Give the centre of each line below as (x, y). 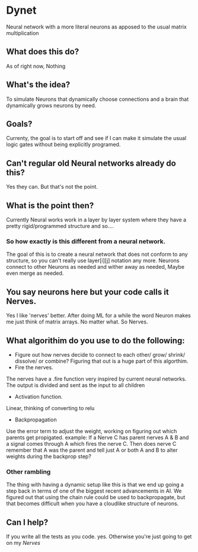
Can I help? (27, 522)
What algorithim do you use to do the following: (95, 340)
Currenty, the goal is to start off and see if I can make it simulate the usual (96, 138)
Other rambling (28, 471)
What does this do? (43, 52)
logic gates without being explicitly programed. (63, 145)
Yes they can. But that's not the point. (52, 187)
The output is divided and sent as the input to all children (76, 385)
